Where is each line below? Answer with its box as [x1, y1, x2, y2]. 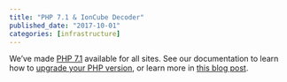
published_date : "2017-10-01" [9, 21, 121, 30]
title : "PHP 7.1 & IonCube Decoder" [9, 12, 144, 22]
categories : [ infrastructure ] [9, 29, 121, 38]
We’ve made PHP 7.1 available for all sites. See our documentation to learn [9, 54, 279, 64]
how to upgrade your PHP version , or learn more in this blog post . [9, 63, 249, 73]
